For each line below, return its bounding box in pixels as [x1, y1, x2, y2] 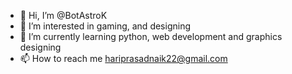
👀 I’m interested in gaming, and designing [19, 20, 192, 32]
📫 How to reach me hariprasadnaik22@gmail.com [19, 53, 228, 64]
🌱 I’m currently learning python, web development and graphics [19, 31, 283, 42]
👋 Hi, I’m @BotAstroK [19, 10, 108, 21]
